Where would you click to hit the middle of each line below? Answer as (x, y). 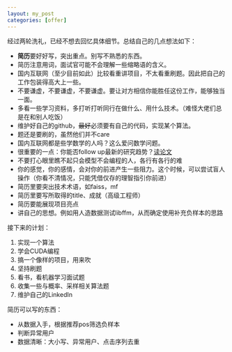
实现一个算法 (36, 242)
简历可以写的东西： (35, 309)
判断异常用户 (36, 332)
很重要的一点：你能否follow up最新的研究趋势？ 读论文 (95, 151)
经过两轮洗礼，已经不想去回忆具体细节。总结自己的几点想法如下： (102, 41)
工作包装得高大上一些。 (51, 82)
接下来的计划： (29, 227)
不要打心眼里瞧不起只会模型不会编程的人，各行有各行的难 (100, 160)
